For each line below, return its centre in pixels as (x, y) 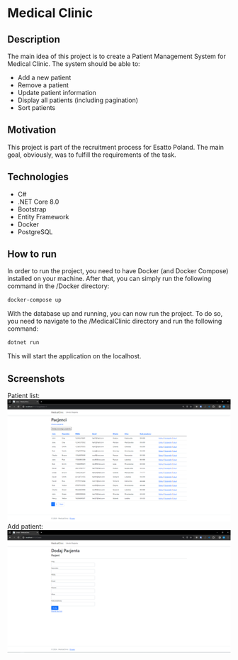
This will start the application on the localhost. (74, 356)
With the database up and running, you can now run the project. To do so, (115, 314)
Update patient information (57, 93)
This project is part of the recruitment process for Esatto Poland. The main (116, 147)
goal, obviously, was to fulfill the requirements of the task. (92, 155)
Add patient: (25, 527)
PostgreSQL (35, 231)
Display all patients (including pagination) (78, 100)
